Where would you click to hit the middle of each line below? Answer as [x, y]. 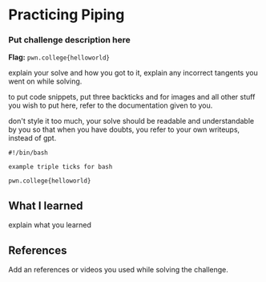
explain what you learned [50, 225]
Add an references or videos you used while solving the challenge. [118, 270]
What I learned [46, 205]
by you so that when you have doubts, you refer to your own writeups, [124, 129]
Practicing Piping [66, 15]
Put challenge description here [69, 40]
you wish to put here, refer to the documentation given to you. [111, 105]
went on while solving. [45, 81]
